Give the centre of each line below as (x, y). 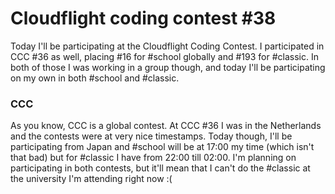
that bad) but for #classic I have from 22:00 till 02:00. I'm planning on (153, 158)
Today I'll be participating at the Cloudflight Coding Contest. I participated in (167, 46)
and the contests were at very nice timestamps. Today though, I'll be (151, 136)
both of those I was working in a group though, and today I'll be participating (168, 67)
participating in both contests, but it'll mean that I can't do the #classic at (160, 168)
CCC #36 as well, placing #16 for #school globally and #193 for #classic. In (164, 56)
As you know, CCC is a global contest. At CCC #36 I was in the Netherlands (166, 126)
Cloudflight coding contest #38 (143, 18)
